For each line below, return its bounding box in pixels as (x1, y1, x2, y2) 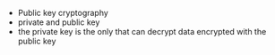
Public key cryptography (17, 8, 109, 18)
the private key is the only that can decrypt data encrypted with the (17, 27, 267, 36)
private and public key (17, 17, 100, 27)
